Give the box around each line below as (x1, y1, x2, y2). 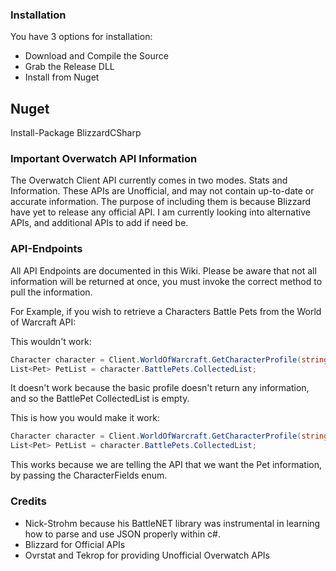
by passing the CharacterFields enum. (10, 469, 168, 482)
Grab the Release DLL (24, 61, 115, 73)
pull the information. (10, 286, 93, 298)
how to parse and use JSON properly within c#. (24, 528, 221, 540)
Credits (10, 494, 47, 508)
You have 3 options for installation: (10, 31, 153, 43)
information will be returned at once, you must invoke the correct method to (10, 275, 323, 287)
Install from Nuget (24, 71, 100, 83)
